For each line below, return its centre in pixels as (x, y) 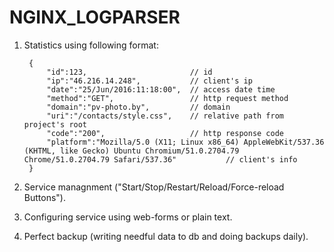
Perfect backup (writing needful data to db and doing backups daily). (166, 236)
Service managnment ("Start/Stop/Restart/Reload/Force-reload (154, 187)
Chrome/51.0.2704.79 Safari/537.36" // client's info (160, 159)
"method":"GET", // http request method (167, 98)
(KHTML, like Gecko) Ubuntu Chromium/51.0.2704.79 (131, 151)
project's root (55, 124)
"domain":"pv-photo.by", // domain (138, 107)
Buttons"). (44, 197)
